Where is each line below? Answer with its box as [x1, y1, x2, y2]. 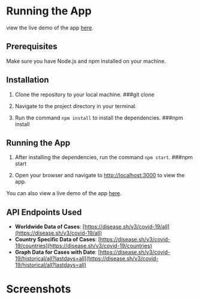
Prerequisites [6, 41, 58, 52]
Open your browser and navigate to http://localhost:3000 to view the [14, 172, 185, 179]
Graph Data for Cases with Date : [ [14, 249, 100, 256]
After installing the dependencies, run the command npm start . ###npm [14, 154, 193, 161]
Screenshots [6, 282, 71, 296]
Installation [6, 75, 49, 85]
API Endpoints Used [6, 207, 82, 217]
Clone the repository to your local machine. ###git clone [14, 91, 155, 98]
